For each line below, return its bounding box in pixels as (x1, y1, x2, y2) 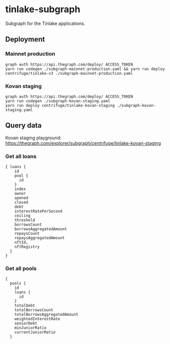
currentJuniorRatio (14, 330, 56, 335)
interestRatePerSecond (14, 209, 63, 214)
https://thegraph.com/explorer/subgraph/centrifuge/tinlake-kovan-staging (5, 140, 161, 146)
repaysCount (14, 231, 40, 236)
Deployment (5, 35, 45, 44)
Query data (5, 121, 42, 130)
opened (14, 196, 29, 201)
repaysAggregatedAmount (14, 235, 65, 241)
